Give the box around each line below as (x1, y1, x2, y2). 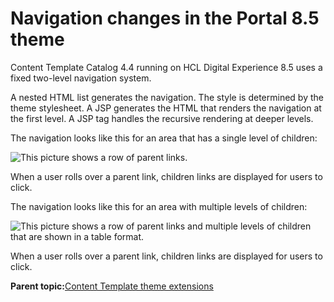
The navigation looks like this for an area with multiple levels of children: (10, 200, 308, 212)
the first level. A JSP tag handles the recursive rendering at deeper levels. (10, 112, 314, 124)
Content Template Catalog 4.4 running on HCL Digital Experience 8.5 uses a (10, 61, 323, 73)
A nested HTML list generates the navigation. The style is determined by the (10, 91, 324, 103)
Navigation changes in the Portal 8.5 (10, 7, 320, 30)
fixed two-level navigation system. (10, 72, 152, 84)
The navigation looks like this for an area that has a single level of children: (10, 132, 318, 144)
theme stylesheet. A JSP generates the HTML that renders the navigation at (10, 102, 322, 114)
